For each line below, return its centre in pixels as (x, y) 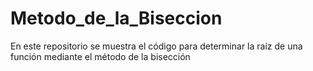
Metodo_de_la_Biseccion (116, 18)
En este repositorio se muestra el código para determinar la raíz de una (156, 46)
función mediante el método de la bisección (100, 56)
